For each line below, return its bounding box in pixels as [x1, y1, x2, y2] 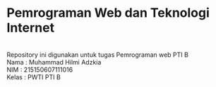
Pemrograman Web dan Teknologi [6, 5, 210, 21]
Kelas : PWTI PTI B [6, 72, 61, 81]
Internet [6, 20, 54, 36]
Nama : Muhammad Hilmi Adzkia [6, 58, 102, 66]
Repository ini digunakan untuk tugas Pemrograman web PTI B [6, 51, 188, 59]
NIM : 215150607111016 [6, 65, 73, 74]
